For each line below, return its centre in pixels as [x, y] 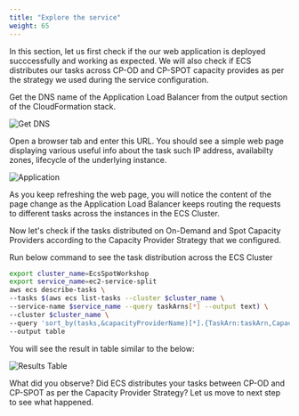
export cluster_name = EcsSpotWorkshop [79, 273]
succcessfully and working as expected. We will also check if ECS [130, 61]
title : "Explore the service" [65, 17]
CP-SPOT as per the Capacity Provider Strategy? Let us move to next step [145, 392]
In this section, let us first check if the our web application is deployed [137, 51]
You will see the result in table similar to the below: [102, 348]
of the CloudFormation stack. [63, 106]
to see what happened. [52, 402]
